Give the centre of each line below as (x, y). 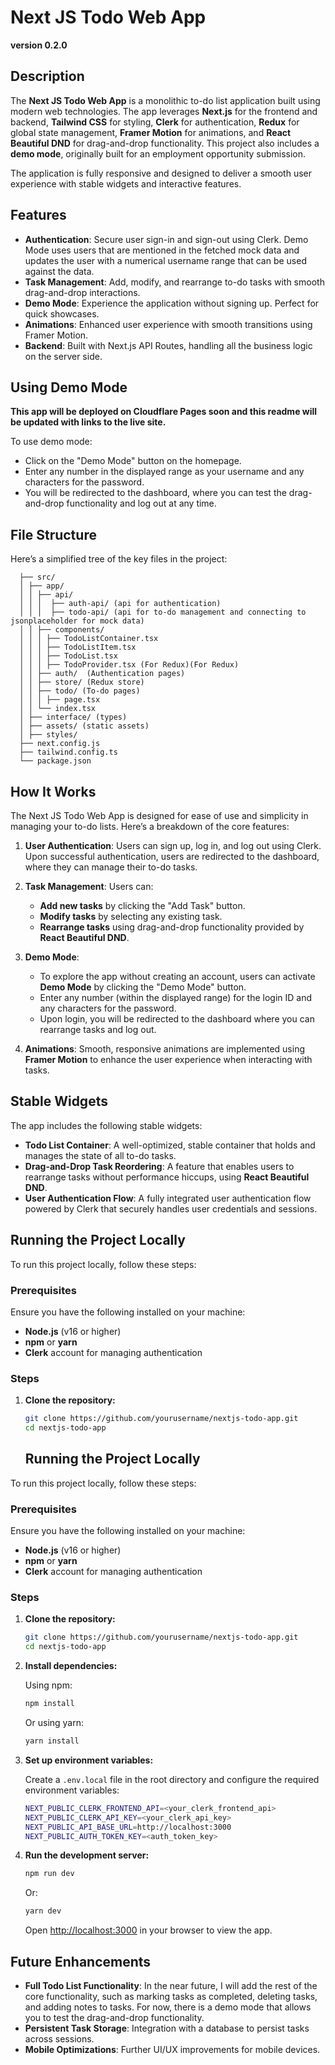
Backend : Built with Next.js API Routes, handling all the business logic (168, 345)
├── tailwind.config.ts (68, 752)
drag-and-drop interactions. (82, 292)
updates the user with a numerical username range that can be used (165, 260)
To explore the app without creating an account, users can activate (177, 976)
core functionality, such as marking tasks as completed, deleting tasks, (171, 1996)
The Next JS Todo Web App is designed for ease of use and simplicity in (159, 815)
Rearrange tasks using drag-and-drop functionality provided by (172, 927)
